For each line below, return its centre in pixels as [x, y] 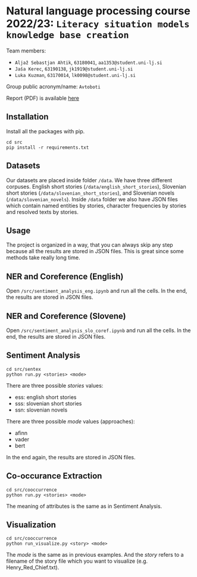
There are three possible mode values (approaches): [71, 421]
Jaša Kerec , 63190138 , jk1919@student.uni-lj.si [74, 68]
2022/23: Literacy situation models [98, 24]
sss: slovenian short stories [48, 403]
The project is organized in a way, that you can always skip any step [90, 245]
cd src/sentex [24, 369]
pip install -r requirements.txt [48, 148]
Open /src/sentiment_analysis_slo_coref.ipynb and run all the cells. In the [99, 330]
